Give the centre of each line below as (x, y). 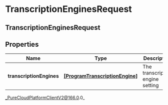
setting (150, 86)
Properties (22, 44)
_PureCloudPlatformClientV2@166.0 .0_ (45, 98)
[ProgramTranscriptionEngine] (101, 76)
